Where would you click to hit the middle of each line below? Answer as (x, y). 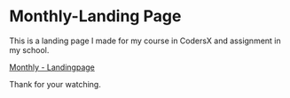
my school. (29, 49)
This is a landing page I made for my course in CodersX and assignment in (145, 41)
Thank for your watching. (55, 84)
